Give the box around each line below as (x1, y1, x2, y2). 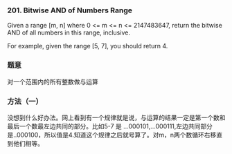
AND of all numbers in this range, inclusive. (7, 28, 130, 37)
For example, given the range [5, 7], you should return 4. (7, 42, 168, 50)
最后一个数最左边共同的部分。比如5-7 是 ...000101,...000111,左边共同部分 (7, 122, 213, 130)
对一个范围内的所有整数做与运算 (7, 77, 98, 86)
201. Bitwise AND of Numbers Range (7, 6, 133, 15)
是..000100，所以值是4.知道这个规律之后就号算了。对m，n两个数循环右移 (7, 131, 217, 139)
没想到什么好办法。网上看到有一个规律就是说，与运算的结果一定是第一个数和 (7, 113, 226, 122)
